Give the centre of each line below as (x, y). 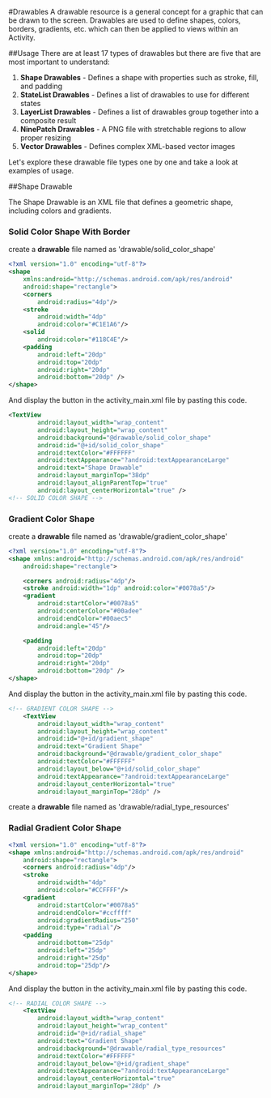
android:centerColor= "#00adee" (90, 611)
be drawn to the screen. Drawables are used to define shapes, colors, (125, 20)
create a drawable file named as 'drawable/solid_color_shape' (112, 250)
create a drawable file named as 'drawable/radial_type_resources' (119, 807)
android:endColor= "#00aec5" (85, 618)
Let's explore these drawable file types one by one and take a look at (123, 162)
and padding (41, 86)
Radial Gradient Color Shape (65, 828)
